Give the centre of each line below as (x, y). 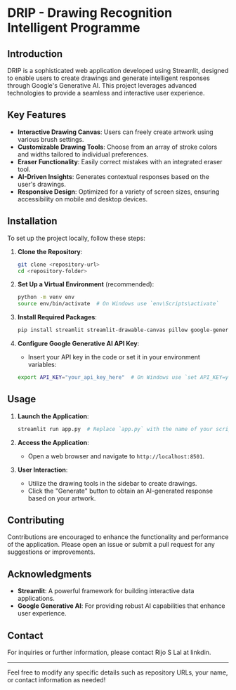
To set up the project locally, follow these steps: (77, 238)
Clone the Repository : (50, 251)
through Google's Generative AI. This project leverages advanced (102, 85)
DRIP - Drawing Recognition (90, 13)
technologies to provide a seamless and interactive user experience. (106, 93)
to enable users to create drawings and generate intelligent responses (109, 78)
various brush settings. (51, 139)
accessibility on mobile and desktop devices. (83, 199)
